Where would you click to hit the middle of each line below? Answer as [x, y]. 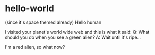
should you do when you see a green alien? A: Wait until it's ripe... [73, 37]
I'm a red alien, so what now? [35, 47]
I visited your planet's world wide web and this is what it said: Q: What [77, 32]
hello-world [30, 9]
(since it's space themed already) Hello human [53, 22]
